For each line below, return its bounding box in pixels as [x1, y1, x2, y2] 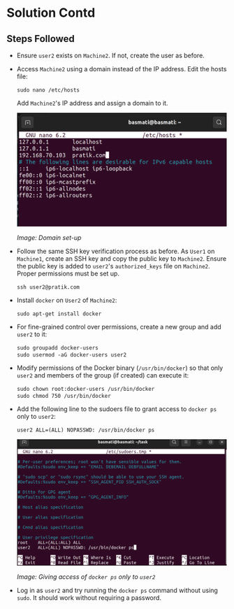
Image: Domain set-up [16, 233, 82, 242]
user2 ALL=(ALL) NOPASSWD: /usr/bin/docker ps [16, 427, 155, 434]
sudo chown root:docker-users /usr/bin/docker [16, 385, 155, 392]
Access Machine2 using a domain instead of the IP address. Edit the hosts [16, 65, 227, 73]
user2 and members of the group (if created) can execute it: [16, 371, 189, 379]
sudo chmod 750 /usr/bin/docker [16, 392, 111, 399]
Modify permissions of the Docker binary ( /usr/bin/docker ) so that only [16, 364, 224, 372]
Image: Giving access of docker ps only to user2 [16, 573, 156, 581]
